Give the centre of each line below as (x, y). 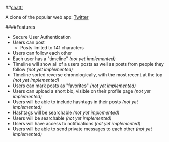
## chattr (15, 7)
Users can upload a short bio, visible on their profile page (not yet (82, 91)
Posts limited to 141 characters (52, 48)
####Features (20, 27)
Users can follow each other (42, 53)
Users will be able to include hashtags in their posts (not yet (75, 102)
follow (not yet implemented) (43, 69)
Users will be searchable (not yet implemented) (62, 118)
